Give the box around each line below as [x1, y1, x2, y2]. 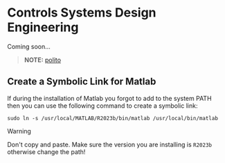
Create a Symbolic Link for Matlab [7, 76, 156, 88]
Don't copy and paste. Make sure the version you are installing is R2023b [7, 140, 213, 148]
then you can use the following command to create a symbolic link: [7, 102, 198, 110]
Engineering [7, 19, 79, 35]
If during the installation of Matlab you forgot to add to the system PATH [7, 94, 213, 102]
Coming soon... [7, 42, 51, 50]
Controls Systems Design [7, 5, 157, 21]
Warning [7, 126, 31, 135]
